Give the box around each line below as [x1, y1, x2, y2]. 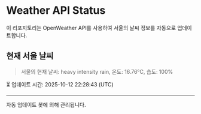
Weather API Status [6, 4, 106, 17]
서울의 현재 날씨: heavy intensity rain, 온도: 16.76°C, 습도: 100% [20, 68, 173, 75]
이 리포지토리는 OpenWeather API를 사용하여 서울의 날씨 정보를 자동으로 [6, 24, 176, 31]
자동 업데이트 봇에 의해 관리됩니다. [6, 101, 86, 108]
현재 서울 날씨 [6, 51, 54, 61]
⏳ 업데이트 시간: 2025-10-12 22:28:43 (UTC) [6, 80, 114, 88]
